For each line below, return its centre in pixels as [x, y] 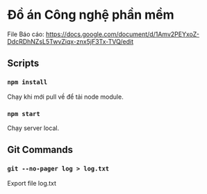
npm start [24, 114]
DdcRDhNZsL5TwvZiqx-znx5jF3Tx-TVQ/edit [71, 41]
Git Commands [40, 150]
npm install [27, 82]
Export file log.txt [32, 183]
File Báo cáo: [26, 34]
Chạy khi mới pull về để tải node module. [65, 97]
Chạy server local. [33, 128]
